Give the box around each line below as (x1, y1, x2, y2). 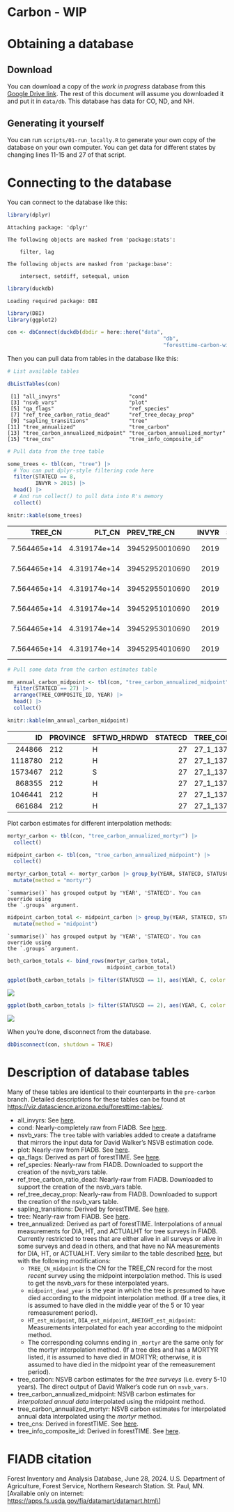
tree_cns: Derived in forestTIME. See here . (17, 1419, 139, 1428)
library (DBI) (7, 309, 45, 317)
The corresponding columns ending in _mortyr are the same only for (27, 1339, 224, 1347)
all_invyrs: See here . (17, 1116, 76, 1125)
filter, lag (19, 248, 54, 255)
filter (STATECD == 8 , (13, 473, 77, 481)
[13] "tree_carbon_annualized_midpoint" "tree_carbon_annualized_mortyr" (7, 429, 226, 436)
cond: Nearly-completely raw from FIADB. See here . (17, 1123, 167, 1132)
